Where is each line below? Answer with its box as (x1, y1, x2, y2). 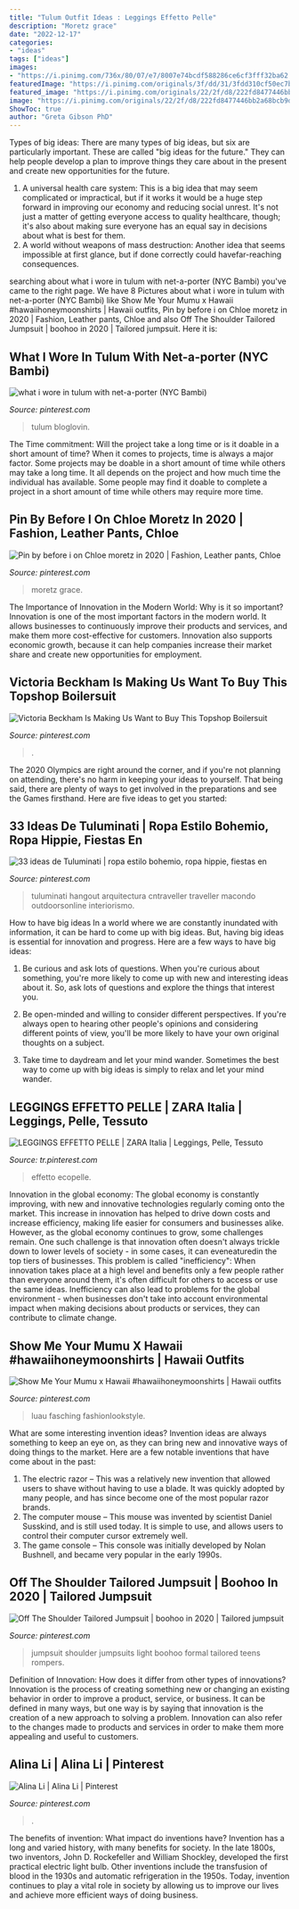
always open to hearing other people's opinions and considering (21, 1018, 259, 1029)
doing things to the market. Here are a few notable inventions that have (9, 1447, 270, 1457)
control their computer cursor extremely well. (21, 1531, 189, 1540)
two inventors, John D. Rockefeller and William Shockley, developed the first (9, 1851, 289, 1862)
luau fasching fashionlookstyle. (30, 1411, 146, 1421)
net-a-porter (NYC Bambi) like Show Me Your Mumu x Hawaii (9, 295, 234, 306)
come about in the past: (9, 1457, 96, 1466)
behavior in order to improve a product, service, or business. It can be (9, 1693, 265, 1704)
